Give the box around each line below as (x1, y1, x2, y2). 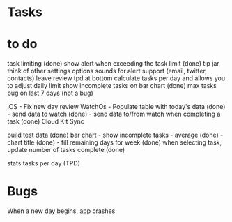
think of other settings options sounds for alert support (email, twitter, (7, 67, 207, 75)
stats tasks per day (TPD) (7, 159, 80, 168)
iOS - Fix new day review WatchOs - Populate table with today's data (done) (7, 103, 226, 111)
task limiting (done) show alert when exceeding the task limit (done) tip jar (7, 59, 219, 68)
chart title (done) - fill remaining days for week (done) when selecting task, (7, 138, 222, 147)
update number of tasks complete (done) (7, 146, 125, 154)
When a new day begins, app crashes (7, 207, 116, 215)
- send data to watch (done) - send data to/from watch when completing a (7, 110, 221, 119)
